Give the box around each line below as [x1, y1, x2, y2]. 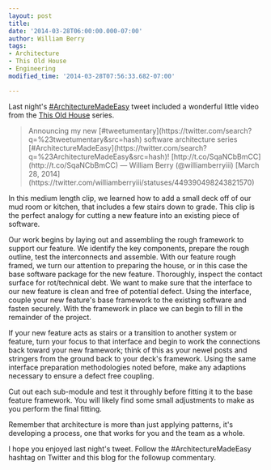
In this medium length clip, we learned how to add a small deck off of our [8, 193, 252, 203]
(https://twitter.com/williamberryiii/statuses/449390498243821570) [28, 177, 255, 187]
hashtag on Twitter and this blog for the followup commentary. [8, 452, 217, 462]
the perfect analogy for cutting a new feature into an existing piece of [8, 210, 240, 220]
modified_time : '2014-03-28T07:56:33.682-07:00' [8, 72, 176, 80]
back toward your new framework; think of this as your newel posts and [8, 345, 248, 355]
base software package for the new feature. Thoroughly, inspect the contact [8, 269, 263, 279]
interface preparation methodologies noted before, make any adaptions [8, 362, 247, 372]
